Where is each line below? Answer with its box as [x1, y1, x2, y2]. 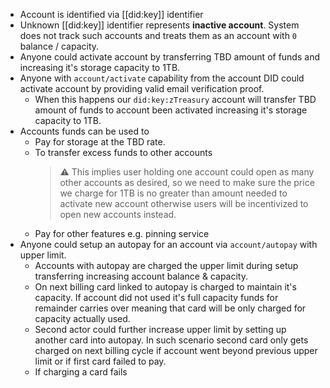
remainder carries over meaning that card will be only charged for [34, 302, 307, 314]
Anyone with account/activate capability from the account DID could [19, 72, 305, 84]
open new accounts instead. [59, 209, 177, 220]
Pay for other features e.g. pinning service [34, 228, 210, 239]
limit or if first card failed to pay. [34, 355, 167, 367]
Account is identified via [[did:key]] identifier [19, 9, 204, 20]
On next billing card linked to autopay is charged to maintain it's [34, 281, 297, 293]
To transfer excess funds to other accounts [34, 147, 213, 158]
